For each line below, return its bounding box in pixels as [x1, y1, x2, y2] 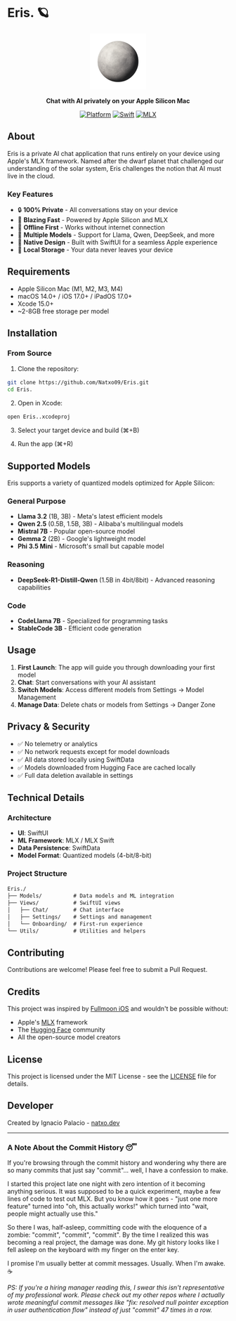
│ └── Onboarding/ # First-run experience [7, 920, 143, 928]
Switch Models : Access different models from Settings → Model [17, 685, 204, 694]
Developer [7, 1100, 54, 1112]
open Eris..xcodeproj [7, 413, 71, 421]
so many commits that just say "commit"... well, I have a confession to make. [7, 1166, 228, 1175]
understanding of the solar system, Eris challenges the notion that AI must [7, 164, 221, 172]
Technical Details [7, 791, 85, 804]
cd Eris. [7, 386, 33, 393]
